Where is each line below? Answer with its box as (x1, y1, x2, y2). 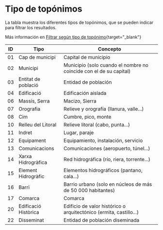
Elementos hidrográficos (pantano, (64, 167, 143, 174)
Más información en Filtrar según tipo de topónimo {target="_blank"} (5, 34, 142, 40)
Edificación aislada (64, 89, 107, 96)
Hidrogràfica (18, 159, 48, 166)
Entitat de (18, 75, 40, 82)
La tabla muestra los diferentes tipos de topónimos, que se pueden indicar (5, 19, 154, 25)
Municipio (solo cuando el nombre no (64, 62, 149, 69)
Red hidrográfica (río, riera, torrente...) (64, 156, 150, 162)
